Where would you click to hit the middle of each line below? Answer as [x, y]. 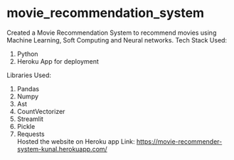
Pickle [26, 126]
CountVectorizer [41, 111]
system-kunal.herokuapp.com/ [62, 149]
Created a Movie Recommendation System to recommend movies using [112, 33]
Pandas [28, 88]
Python [27, 54]
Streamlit [30, 119]
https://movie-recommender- [180, 141]
